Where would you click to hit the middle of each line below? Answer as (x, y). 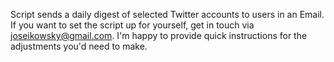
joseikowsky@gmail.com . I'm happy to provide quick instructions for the (159, 35)
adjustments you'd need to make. (79, 46)
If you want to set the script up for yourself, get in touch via (132, 25)
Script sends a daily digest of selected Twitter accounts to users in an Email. (167, 14)
